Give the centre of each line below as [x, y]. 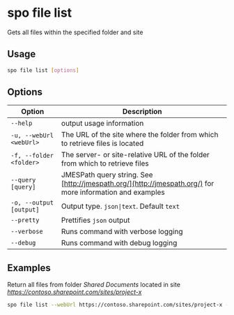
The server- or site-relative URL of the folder [136, 155]
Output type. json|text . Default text [120, 206]
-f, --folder [32, 156]
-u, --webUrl [32, 135]
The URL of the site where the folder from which [140, 135]
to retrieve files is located [103, 143]
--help [22, 123]
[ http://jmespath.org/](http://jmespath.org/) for [138, 184]
